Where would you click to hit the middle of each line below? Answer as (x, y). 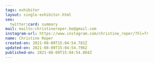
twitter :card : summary (34, 24)
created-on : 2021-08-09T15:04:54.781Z (46, 43)
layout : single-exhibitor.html (38, 15)
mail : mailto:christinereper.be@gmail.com (51, 29)
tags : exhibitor (22, 10)
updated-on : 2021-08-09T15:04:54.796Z (46, 48)
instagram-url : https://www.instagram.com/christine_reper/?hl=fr (77, 34)
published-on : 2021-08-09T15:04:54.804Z (49, 52)
